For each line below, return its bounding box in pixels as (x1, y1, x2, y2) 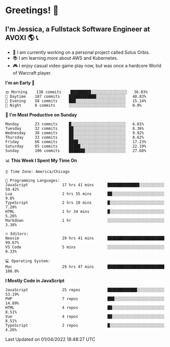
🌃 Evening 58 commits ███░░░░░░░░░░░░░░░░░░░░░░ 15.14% (5, 98, 146, 103)
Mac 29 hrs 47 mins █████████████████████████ (5, 264, 165, 269)
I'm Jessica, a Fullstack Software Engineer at (5, 25, 150, 33)
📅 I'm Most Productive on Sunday (5, 112, 77, 118)
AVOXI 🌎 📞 (5, 33, 39, 42)
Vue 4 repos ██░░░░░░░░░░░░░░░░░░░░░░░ (5, 314, 165, 319)
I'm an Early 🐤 (5, 80, 35, 86)
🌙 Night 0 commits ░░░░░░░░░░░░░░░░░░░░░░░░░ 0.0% (5, 103, 142, 108)
